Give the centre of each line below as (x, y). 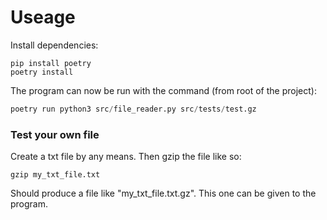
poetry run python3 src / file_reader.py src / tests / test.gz (133, 109)
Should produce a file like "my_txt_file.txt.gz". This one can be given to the (163, 193)
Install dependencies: (54, 45)
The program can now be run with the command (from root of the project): (163, 90)
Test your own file (55, 134)
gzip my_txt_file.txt (55, 175)
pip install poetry (51, 63)
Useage (43, 17)
